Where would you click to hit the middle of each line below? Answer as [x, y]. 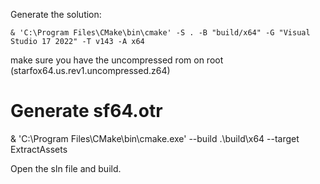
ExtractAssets [39, 149]
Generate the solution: [56, 14]
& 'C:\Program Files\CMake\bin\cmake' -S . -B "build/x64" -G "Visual [160, 33]
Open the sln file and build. [66, 168]
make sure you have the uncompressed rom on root [117, 60]
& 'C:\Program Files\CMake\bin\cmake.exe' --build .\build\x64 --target [155, 138]
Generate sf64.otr [86, 111]
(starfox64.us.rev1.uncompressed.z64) [90, 70]
